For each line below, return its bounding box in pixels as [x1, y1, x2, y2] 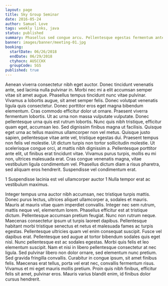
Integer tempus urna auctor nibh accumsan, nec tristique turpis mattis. [5, 191, 150, 197]
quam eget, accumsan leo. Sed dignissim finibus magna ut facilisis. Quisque [5, 124, 162, 130]
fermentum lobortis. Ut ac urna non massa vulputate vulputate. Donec [5, 113, 149, 119]
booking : [5, 44, 23, 49]
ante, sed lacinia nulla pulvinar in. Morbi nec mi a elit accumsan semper [5, 87, 152, 92]
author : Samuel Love [5, 21, 48, 26]
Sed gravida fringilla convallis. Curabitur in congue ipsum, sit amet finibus [5, 255, 157, 260]
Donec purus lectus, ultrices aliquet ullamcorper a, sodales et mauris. [5, 196, 148, 202]
